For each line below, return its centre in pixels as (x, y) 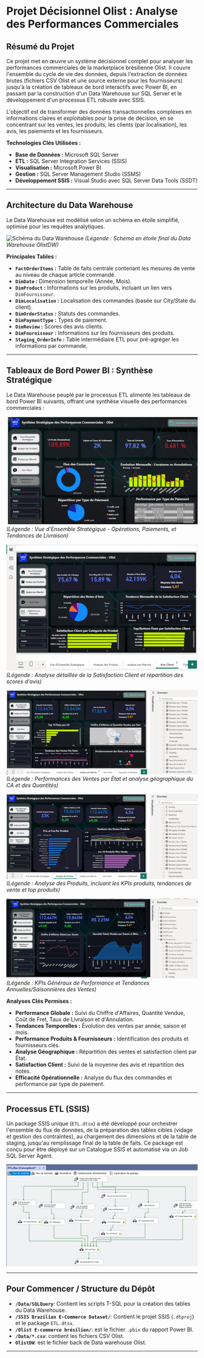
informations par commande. (51, 345)
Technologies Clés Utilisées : (44, 143)
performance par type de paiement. (60, 1084)
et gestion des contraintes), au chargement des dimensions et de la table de (102, 1137)
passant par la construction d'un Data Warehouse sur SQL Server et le (94, 93)
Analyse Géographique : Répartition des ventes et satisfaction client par (106, 1052)
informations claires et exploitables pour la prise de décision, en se (90, 118)
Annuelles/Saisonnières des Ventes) (52, 989)
